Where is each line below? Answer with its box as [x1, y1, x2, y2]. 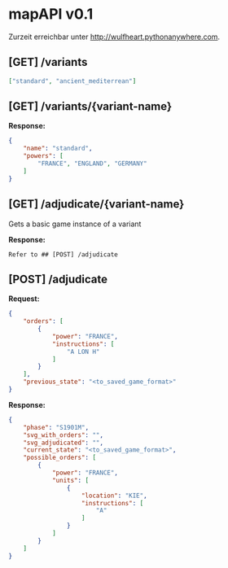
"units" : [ [51, 476, 90, 484]
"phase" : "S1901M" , [23, 423, 90, 431]
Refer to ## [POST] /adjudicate [8, 250, 118, 259]
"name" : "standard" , [23, 144, 93, 153]
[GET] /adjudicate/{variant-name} [8, 197, 185, 212]
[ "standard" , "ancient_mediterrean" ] [8, 76, 137, 85]
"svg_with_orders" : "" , [23, 430, 104, 439]
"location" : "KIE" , [81, 492, 148, 500]
